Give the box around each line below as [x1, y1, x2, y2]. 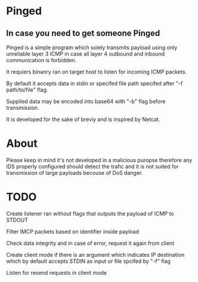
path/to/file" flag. [6, 86, 48, 93]
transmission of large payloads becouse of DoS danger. [6, 169, 143, 176]
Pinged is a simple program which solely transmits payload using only [6, 44, 178, 51]
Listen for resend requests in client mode [6, 269, 107, 276]
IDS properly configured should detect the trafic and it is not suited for [6, 163, 179, 170]
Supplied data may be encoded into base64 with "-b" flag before [6, 98, 166, 105]
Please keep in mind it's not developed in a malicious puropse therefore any [6, 156, 193, 163]
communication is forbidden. [6, 57, 77, 63]
